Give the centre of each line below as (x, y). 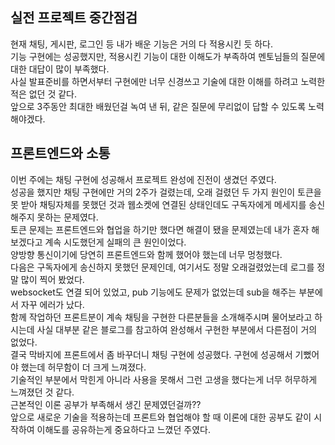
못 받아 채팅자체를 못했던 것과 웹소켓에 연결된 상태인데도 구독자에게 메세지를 (158, 204)
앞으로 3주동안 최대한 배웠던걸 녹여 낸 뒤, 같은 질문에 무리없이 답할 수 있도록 (158, 106)
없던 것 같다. (53, 94)
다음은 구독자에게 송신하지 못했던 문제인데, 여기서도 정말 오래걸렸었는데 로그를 (162, 267)
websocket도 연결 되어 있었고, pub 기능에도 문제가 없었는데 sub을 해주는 (153, 292)
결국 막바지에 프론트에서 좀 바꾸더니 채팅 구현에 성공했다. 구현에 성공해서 (151, 354)
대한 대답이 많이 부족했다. (60, 69)
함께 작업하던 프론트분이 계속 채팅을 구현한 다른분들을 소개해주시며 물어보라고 (161, 317)
